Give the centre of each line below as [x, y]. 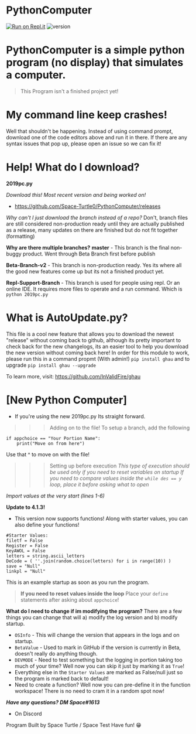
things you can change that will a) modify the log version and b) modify [92, 617]
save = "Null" [23, 566]
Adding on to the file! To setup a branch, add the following [120, 428]
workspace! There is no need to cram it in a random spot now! [90, 691]
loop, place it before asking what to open [99, 484]
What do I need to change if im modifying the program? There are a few [94, 611]
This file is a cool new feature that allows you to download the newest [90, 334]
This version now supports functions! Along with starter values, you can [101, 518]
